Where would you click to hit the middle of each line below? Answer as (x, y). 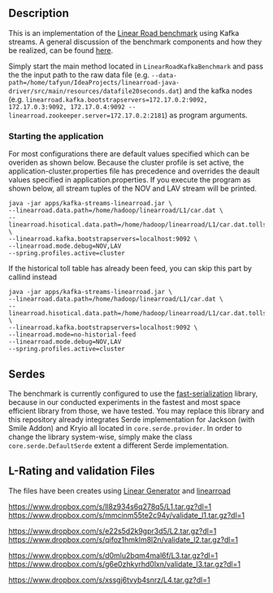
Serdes (27, 374)
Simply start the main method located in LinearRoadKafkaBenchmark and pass (136, 66)
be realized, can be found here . (61, 50)
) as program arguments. (206, 115)
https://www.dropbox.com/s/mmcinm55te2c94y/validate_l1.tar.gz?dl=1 (127, 515)
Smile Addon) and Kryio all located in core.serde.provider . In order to (125, 428)
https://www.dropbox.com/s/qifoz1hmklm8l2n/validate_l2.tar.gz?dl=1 (123, 539)
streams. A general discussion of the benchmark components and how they (135, 42)
